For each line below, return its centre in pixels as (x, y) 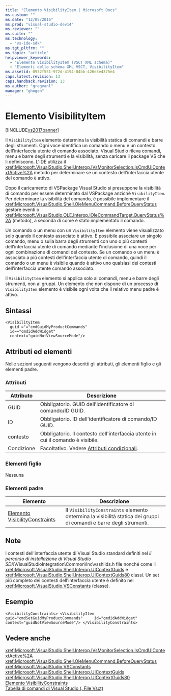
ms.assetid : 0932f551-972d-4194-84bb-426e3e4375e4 (60, 72)
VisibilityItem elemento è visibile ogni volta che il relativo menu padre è (82, 289)
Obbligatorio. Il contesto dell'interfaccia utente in (98, 434)
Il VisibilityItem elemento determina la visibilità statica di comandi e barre (84, 140)
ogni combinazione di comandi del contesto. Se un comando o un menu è (82, 252)
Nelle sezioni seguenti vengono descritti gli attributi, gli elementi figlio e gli (83, 364)
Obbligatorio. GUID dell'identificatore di (87, 404)
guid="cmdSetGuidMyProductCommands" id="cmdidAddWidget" (72, 618)
